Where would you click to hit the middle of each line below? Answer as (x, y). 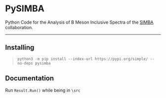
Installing (20, 48)
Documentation (30, 79)
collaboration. (19, 27)
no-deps (25, 63)
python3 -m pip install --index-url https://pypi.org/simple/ (83, 59)
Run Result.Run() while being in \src (43, 90)
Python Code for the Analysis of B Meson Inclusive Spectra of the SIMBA (79, 22)
